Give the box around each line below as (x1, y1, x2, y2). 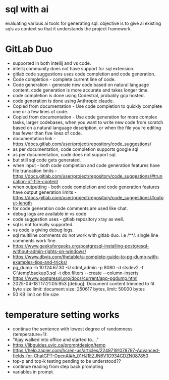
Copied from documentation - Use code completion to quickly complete (12, 103, 162, 109)
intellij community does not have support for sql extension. (12, 65, 135, 71)
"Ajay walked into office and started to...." (12, 336, 99, 343)
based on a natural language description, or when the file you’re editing (12, 124, 161, 131)
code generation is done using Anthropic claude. (12, 98, 115, 104)
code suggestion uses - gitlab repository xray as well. (12, 216, 125, 222)
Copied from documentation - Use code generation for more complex (12, 114, 157, 120)
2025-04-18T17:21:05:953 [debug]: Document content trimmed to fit (12, 280, 155, 286)
